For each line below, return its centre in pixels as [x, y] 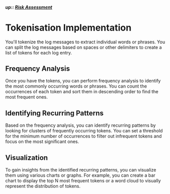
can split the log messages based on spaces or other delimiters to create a [83, 47]
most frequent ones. [26, 97]
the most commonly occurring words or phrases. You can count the [76, 86]
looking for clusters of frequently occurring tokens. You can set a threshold [84, 131]
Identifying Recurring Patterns [54, 113]
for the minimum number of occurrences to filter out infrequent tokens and [83, 136]
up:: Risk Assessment [29, 7]
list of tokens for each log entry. [39, 52]
